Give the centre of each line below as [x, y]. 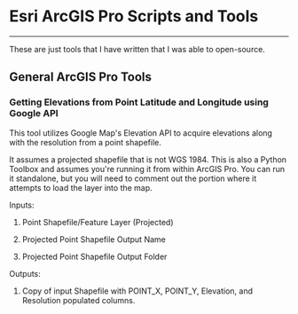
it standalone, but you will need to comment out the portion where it [133, 178]
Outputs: [25, 273]
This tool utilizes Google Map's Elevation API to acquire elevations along [141, 133]
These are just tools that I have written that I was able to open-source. [137, 49]
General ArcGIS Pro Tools [81, 77]
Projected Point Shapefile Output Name [94, 239]
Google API [34, 114]
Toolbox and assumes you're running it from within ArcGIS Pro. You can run [147, 169]
